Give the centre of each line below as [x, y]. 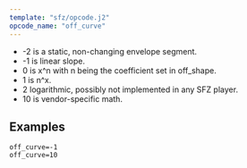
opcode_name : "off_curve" [57, 26]
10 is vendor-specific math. [72, 98]
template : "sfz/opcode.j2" [60, 17]
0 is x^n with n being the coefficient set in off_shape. [119, 70]
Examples [37, 126]
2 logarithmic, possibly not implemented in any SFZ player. [130, 89]
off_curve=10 [34, 155]
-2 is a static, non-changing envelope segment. [110, 51]
